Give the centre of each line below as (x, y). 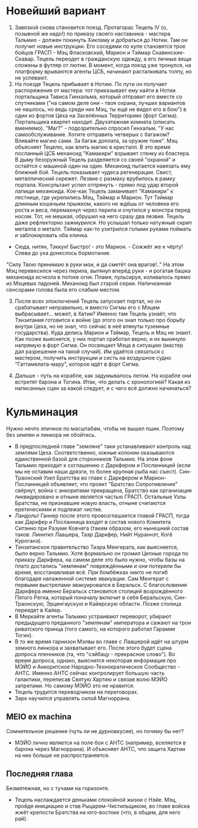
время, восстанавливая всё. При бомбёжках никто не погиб (91, 572)
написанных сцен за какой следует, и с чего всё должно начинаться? (103, 388)
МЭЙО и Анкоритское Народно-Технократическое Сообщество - (97, 666)
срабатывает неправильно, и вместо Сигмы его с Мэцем (87, 307)
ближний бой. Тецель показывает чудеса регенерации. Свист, (93, 172)
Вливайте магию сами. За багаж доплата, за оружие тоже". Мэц (96, 140)
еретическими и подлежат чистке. (59, 509)
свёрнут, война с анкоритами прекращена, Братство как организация (103, 490)
